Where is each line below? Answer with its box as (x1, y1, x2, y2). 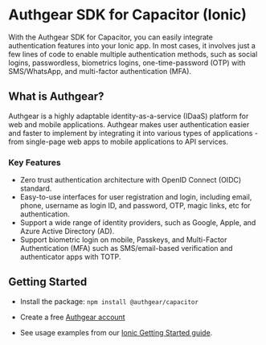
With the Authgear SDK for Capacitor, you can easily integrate (8, 32, 213, 42)
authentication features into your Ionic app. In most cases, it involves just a (8, 40, 256, 50)
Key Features (8, 157, 62, 168)
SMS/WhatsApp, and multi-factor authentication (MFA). (8, 66, 191, 76)
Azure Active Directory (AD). (19, 227, 115, 236)
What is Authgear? (8, 90, 104, 104)
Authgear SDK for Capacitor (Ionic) (8, 6, 248, 24)
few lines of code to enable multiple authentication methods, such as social (8, 49, 258, 59)
